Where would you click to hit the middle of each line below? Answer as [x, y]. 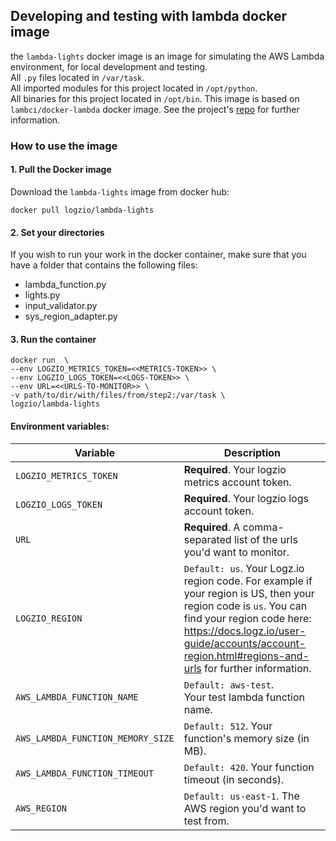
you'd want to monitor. [236, 552]
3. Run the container [53, 339]
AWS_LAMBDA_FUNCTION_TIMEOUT [84, 773]
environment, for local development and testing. [109, 66]
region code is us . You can [245, 606]
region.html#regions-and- [246, 656]
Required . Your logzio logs [246, 498]
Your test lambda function [244, 697]
